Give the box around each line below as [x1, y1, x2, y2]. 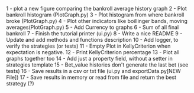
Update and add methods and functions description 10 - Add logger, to [6, 36, 179, 43]
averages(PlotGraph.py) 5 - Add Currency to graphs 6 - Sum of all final [6, 24, 179, 31]
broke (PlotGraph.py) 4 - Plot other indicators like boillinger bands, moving [6, 18, 188, 24]
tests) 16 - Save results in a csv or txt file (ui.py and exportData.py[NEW [6, 68, 182, 74]
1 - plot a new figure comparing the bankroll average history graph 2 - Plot [6, 5, 187, 12]
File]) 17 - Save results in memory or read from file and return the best [6, 74, 176, 81]
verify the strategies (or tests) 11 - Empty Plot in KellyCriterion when [6, 42, 171, 49]
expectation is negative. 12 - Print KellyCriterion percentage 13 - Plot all [6, 49, 180, 55]
